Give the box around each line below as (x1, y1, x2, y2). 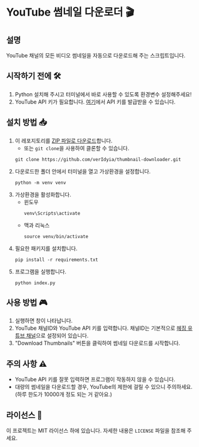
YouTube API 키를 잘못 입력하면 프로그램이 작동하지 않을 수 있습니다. (14, 376, 176, 383)
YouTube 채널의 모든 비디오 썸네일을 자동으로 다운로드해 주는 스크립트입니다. (6, 52, 186, 59)
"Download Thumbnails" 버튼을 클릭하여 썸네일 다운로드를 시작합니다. (14, 339, 180, 347)
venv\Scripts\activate (23, 210, 81, 216)
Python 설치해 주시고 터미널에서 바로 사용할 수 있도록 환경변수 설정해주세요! (14, 90, 192, 98)
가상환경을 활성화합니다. (14, 191, 72, 198)
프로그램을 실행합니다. (14, 267, 67, 275)
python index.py (14, 279, 56, 286)
